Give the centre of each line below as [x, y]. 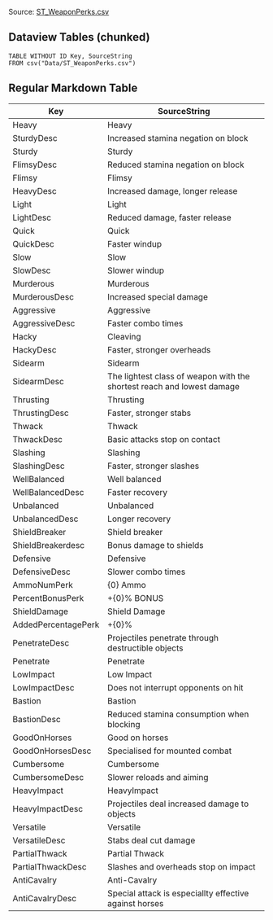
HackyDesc [35, 349]
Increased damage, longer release [172, 191]
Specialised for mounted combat [169, 751]
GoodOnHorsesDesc [52, 751]
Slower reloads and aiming [158, 777]
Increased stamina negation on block [178, 138]
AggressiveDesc [44, 323]
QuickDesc [33, 243]
